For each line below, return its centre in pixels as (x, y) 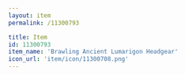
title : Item (28, 37)
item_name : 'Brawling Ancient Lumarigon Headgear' (93, 52)
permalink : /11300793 (44, 23)
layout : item (30, 15)
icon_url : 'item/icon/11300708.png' (68, 59)
